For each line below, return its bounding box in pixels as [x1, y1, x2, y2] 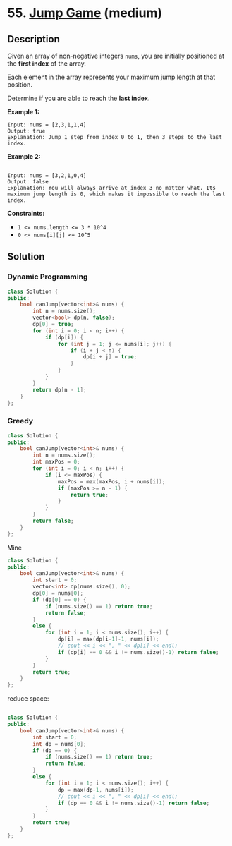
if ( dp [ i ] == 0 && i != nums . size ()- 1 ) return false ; [57, 648, 219, 655]
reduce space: [7, 694, 49, 703]
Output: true [7, 128, 46, 135]
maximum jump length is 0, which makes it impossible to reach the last [7, 191, 226, 198]
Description [7, 33, 60, 45]
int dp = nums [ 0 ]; [32, 740, 87, 747]
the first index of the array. [7, 59, 86, 68]
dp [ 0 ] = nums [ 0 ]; [32, 590, 83, 597]
